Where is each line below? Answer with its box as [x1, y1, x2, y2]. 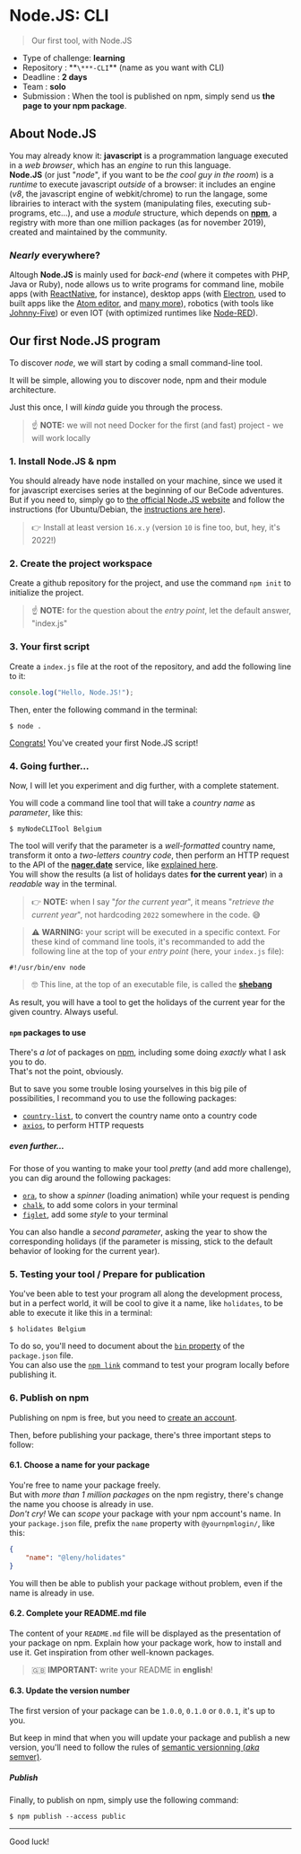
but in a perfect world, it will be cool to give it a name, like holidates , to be [9, 1298, 284, 1309]
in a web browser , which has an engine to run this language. [9, 159, 231, 171]
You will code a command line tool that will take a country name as [9, 797, 255, 808]
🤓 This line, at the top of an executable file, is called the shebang [30, 978, 273, 989]
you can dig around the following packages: [9, 1173, 172, 1184]
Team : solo [21, 81, 66, 92]
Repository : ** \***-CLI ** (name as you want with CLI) [21, 62, 225, 73]
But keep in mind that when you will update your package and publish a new [9, 1732, 291, 1743]
